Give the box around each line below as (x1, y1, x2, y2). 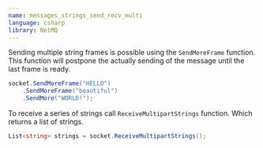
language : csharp (8, 19, 66, 27)
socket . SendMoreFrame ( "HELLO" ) (8, 80, 111, 87)
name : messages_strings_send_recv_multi (8, 11, 144, 20)
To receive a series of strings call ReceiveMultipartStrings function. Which (8, 109, 253, 118)
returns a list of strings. (8, 117, 85, 126)
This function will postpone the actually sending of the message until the (8, 56, 245, 65)
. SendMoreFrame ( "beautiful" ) (22, 87, 118, 95)
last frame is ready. (8, 65, 71, 74)
